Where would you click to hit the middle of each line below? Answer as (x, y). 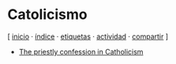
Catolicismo (47, 15)
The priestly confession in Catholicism (81, 51)
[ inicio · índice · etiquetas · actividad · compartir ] (88, 36)
